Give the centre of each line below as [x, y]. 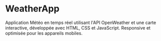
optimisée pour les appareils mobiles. [44, 33]
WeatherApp [32, 9]
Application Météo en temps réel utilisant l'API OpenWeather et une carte [81, 22]
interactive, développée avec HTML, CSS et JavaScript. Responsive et [78, 27]
